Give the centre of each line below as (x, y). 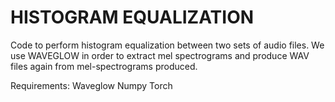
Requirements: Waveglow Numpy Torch (91, 85)
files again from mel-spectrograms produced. (104, 66)
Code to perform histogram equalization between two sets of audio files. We (167, 45)
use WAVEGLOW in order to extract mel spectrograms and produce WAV (160, 55)
